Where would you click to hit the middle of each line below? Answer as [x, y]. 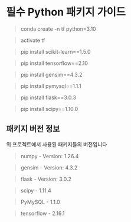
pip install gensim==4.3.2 [51, 74]
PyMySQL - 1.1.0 [40, 202]
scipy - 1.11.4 [36, 190]
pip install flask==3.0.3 [48, 97]
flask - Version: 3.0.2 [46, 179]
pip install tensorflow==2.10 [54, 63]
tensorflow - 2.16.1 [42, 213]
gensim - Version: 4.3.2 [49, 167]
